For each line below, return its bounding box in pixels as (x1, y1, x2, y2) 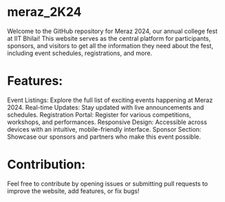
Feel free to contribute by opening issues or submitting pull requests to (7, 179, 208, 188)
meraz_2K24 (7, 4, 82, 20)
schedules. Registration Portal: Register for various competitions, (7, 110, 191, 119)
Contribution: (7, 156, 86, 172)
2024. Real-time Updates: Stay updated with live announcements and (7, 103, 204, 111)
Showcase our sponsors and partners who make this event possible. (7, 132, 202, 141)
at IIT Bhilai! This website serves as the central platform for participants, (7, 34, 211, 42)
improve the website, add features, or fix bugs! (7, 187, 140, 195)
